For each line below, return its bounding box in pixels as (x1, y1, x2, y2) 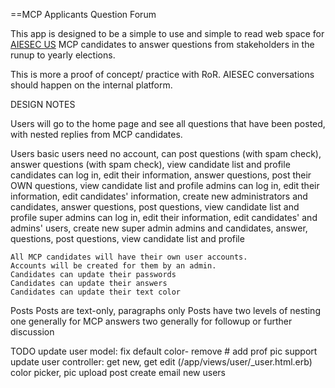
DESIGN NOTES (10, 99, 76, 110)
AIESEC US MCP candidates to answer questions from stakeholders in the (10, 39, 315, 50)
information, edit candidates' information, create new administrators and (10, 190, 308, 202)
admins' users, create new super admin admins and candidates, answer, (10, 222, 308, 234)
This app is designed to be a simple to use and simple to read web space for (10, 28, 325, 39)
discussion (10, 326, 55, 338)
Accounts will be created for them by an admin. (10, 261, 217, 271)
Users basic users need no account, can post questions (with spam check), (10, 148, 322, 159)
